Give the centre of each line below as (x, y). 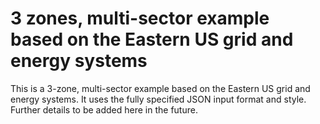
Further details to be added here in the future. (104, 109)
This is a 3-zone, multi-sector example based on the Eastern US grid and (160, 88)
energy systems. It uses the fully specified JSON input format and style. (158, 99)
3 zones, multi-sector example (140, 18)
